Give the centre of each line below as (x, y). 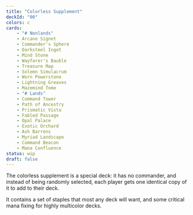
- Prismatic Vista (39, 110)
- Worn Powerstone (39, 77)
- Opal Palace (34, 121)
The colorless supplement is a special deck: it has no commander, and (91, 176)
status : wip (21, 153)
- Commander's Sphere (43, 45)
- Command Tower (37, 99)
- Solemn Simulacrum (42, 72)
